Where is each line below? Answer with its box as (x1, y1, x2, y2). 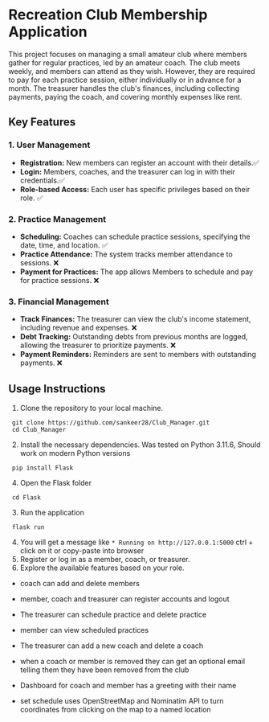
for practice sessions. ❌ (19, 275, 100, 285)
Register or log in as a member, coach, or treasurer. (19, 555, 190, 564)
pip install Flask (11, 464, 74, 472)
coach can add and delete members (19, 579, 141, 589)
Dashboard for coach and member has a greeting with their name (19, 681, 237, 691)
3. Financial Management (8, 296, 110, 307)
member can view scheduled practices (19, 626, 149, 635)
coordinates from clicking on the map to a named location (19, 705, 211, 715)
